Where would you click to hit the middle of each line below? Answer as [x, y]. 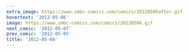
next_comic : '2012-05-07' [39, 28]
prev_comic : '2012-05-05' [39, 34]
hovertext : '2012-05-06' [38, 17]
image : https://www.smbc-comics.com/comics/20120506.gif [80, 23]
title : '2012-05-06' [32, 39]
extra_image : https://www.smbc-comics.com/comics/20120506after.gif [94, 12]
